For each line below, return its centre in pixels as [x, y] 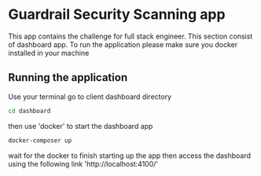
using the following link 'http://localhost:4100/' [83, 163]
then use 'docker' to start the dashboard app [81, 126]
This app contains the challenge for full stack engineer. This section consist [130, 36]
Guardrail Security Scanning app [117, 15]
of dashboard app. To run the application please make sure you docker [123, 44]
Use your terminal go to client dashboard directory [90, 97]
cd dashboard [29, 111]
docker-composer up [40, 140]
